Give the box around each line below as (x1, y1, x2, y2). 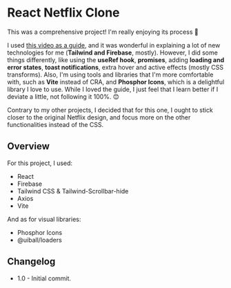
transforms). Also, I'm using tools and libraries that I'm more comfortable (7, 70, 214, 79)
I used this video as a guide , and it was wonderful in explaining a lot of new (7, 41, 221, 49)
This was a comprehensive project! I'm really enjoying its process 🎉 (7, 28, 199, 36)
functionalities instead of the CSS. (7, 120, 104, 128)
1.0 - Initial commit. (17, 274, 71, 282)
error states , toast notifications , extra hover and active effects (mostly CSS (7, 63, 224, 71)
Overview (7, 140, 50, 153)
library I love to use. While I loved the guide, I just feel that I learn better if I (7, 85, 219, 93)
